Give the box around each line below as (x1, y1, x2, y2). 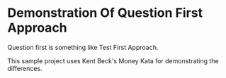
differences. (7, 64, 43, 72)
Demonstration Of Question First (7, 5, 203, 21)
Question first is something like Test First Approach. (7, 43, 159, 51)
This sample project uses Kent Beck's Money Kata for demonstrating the (7, 56, 219, 65)
